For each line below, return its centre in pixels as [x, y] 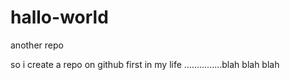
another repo [37, 45]
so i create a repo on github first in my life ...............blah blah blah [145, 64]
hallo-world [59, 17]
